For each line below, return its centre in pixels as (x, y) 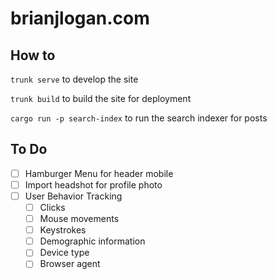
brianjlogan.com (80, 18)
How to (33, 55)
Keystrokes (63, 230)
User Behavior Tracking (73, 196)
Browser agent (70, 264)
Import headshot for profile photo (93, 184)
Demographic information (92, 241)
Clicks (52, 207)
